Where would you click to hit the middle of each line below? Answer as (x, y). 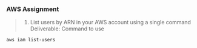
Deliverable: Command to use (67, 29)
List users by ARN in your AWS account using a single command (110, 22)
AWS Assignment (33, 9)
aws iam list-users (31, 40)
